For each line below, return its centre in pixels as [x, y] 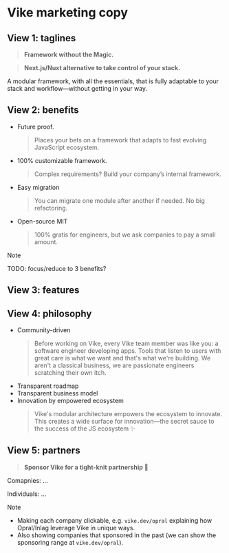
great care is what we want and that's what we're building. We [122, 358]
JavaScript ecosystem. [67, 147]
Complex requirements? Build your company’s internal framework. [128, 174]
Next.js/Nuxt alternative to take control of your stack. [102, 68]
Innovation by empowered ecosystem [70, 401]
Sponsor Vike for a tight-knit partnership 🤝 [86, 467]
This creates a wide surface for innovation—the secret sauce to [124, 422]
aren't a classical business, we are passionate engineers [114, 365]
